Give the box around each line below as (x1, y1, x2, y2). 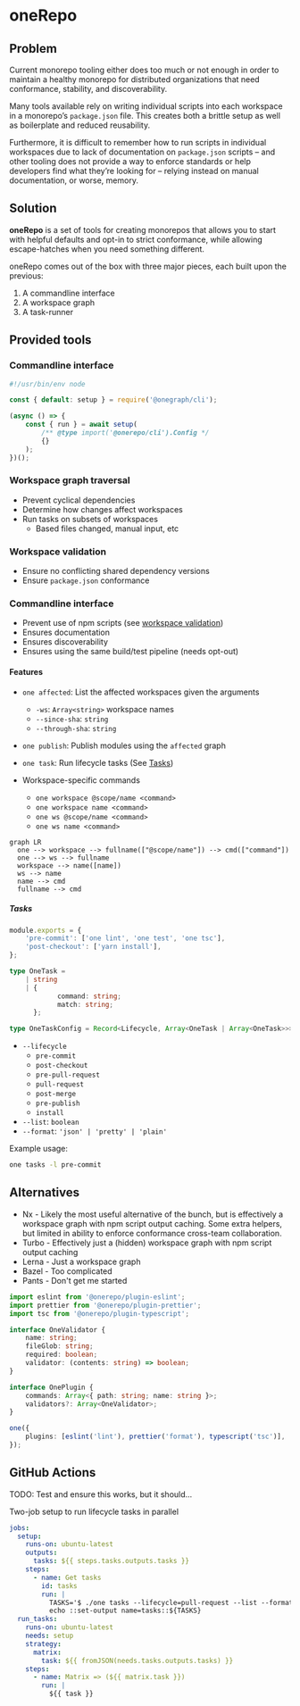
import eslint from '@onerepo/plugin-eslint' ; (9, 1292, 186, 1302)
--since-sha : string (35, 713, 109, 724)
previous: (9, 270, 44, 281)
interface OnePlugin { (9, 1383, 94, 1392)
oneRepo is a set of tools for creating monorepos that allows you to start (9, 224, 277, 235)
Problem (9, 41, 58, 56)
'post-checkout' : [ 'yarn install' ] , (25, 943, 162, 952)
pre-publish (35, 1099, 80, 1108)
